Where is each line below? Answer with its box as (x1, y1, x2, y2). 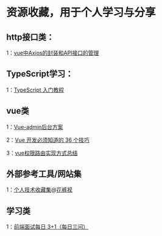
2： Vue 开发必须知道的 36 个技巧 (6, 136, 90, 144)
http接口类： (6, 32, 55, 42)
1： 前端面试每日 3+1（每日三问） (6, 223, 89, 230)
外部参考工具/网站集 (6, 169, 82, 179)
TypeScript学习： (6, 68, 74, 79)
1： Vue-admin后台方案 (6, 123, 63, 130)
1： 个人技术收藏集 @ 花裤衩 (6, 186, 73, 193)
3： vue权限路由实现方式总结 (6, 149, 78, 157)
